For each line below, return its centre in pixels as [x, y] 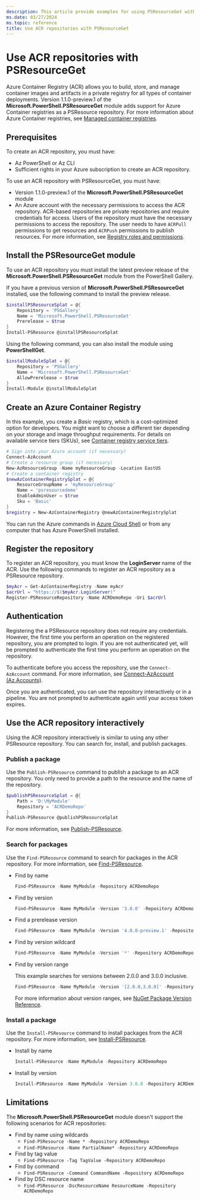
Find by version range [41, 964]
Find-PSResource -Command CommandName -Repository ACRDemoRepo [104, 1173]
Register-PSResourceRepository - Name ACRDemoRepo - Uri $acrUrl [86, 598]
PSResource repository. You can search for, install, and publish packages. [97, 743]
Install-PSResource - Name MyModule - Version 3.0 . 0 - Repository [95, 1084]
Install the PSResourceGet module [71, 256]
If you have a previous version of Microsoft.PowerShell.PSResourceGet [95, 287]
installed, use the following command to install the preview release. [88, 294]
